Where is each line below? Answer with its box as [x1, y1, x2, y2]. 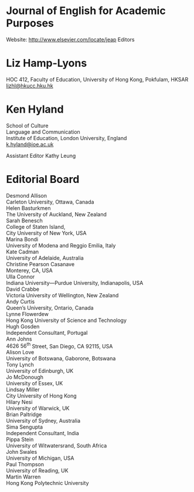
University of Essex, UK [6, 380, 63, 387]
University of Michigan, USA [6, 454, 74, 462]
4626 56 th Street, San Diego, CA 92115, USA [6, 341, 113, 350]
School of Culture [6, 122, 49, 129]
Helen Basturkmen [6, 204, 51, 212]
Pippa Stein [6, 436, 34, 443]
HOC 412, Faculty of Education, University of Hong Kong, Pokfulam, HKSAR [6, 76, 189, 83]
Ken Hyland [6, 103, 64, 116]
